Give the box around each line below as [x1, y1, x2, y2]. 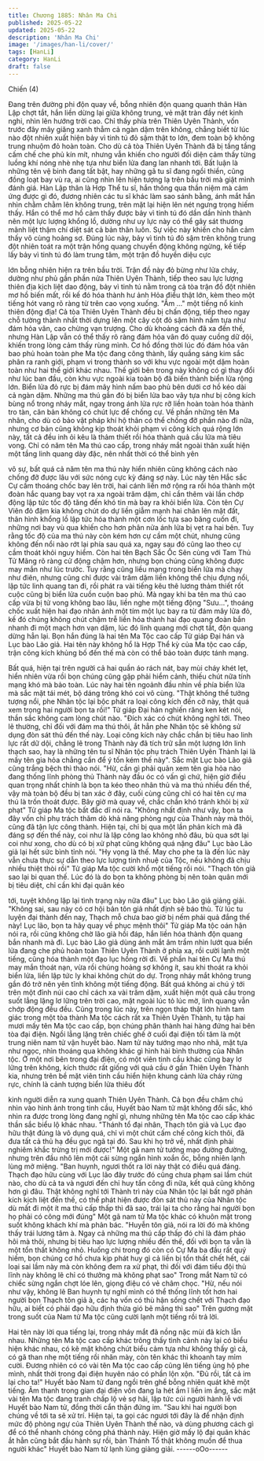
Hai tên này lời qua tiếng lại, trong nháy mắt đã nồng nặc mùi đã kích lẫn [8, 1327, 241, 1337]
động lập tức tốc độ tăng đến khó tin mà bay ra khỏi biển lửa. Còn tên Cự [8, 497, 244, 507]
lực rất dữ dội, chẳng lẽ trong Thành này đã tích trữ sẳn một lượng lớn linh [8, 738, 246, 748]
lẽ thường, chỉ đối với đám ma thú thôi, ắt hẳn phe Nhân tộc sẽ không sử [8, 721, 241, 731]
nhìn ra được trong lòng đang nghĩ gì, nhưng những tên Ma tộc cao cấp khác [8, 1111, 255, 1121]
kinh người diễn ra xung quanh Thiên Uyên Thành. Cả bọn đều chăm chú [8, 1095, 244, 1104]
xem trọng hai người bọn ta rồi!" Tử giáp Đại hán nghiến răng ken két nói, [8, 705, 244, 714]
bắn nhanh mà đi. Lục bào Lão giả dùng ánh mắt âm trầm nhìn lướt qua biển [8, 937, 253, 947]
